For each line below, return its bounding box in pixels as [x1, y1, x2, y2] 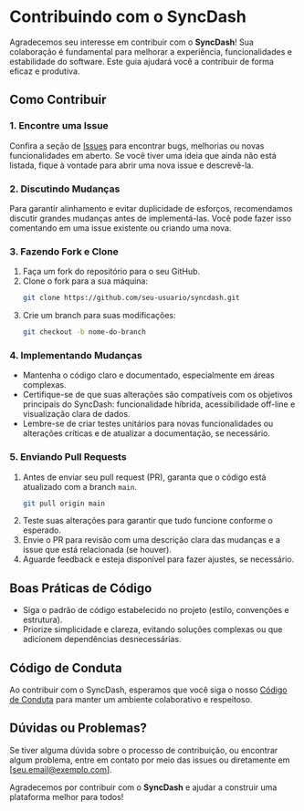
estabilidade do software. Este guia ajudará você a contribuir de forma [9, 56, 274, 67]
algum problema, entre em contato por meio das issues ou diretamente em [9, 754, 290, 765]
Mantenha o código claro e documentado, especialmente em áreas [22, 369, 276, 380]
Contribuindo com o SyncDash [9, 6, 246, 27]
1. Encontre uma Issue [9, 120, 110, 132]
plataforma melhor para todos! [9, 791, 124, 802]
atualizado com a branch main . [22, 481, 137, 492]
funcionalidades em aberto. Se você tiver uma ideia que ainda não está [9, 150, 277, 161]
